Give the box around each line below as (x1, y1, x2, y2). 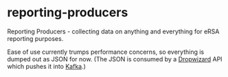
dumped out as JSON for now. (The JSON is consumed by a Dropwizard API (7, 55, 223, 63)
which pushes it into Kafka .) (7, 62, 86, 70)
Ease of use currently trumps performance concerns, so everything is (7, 48, 205, 56)
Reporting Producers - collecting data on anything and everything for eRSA (7, 27, 220, 35)
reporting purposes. (7, 34, 64, 42)
